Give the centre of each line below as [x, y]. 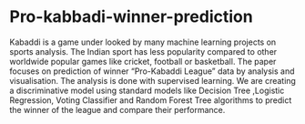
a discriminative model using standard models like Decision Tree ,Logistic [147, 90]
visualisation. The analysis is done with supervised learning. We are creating [152, 80]
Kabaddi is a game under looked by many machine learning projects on [143, 42]
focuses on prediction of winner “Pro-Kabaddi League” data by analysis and [152, 71]
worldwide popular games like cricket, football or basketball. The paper [143, 61]
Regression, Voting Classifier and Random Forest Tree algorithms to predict [151, 100]
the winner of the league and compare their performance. [117, 109]
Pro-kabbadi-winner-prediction [131, 17]
